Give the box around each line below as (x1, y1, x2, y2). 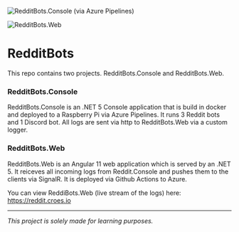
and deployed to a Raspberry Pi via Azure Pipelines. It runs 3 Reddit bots (7, 110, 221, 119)
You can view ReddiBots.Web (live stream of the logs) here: (7, 189, 181, 197)
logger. (7, 125, 28, 135)
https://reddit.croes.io (7, 196, 71, 204)
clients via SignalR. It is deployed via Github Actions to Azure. (7, 174, 187, 183)
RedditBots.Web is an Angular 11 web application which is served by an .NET (7, 159, 231, 168)
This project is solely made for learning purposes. (7, 216, 154, 225)
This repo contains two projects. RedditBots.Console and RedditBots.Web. (7, 68, 225, 78)
